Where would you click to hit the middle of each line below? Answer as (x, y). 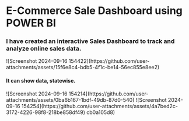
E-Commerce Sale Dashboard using (94, 11)
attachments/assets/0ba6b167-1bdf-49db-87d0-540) (70, 99)
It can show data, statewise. (41, 81)
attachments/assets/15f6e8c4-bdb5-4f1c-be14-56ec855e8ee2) (83, 67)
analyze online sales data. (44, 49)
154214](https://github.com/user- (108, 94)
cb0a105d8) (101, 112)
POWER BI (31, 23)
